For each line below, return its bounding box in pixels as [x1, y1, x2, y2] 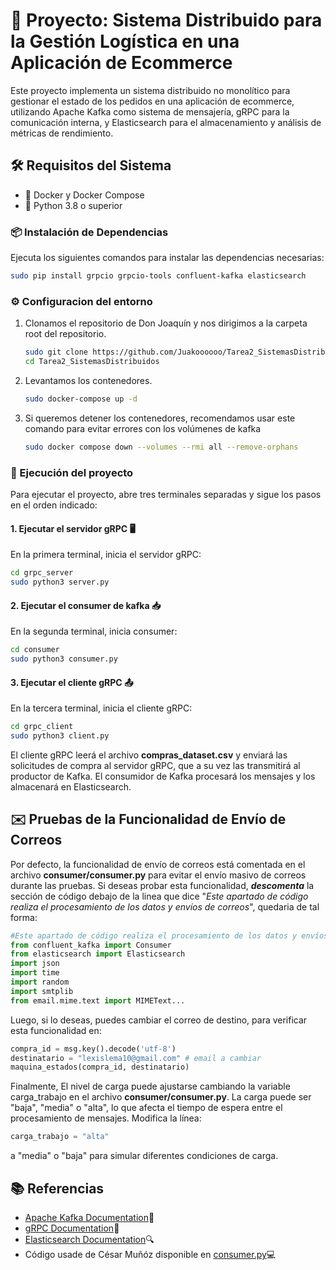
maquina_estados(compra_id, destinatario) [10, 1062, 190, 1073]
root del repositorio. [24, 328, 107, 340]
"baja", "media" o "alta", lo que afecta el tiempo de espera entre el [10, 1102, 283, 1114]
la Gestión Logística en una [10, 30, 240, 53]
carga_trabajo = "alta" [10, 1132, 110, 1142]
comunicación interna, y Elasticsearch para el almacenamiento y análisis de [10, 116, 322, 128]
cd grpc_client [10, 722, 74, 732]
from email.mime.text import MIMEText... [10, 995, 186, 1006]
